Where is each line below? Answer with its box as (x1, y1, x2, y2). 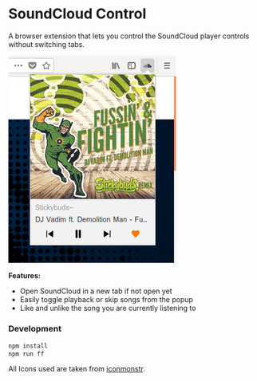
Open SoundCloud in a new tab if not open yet (19, 286, 173, 296)
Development (8, 323, 62, 334)
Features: (8, 270, 42, 280)
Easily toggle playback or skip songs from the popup (19, 294, 194, 304)
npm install (8, 342, 48, 351)
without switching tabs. (8, 39, 85, 49)
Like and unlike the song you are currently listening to (19, 303, 196, 312)
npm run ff (8, 350, 45, 359)
